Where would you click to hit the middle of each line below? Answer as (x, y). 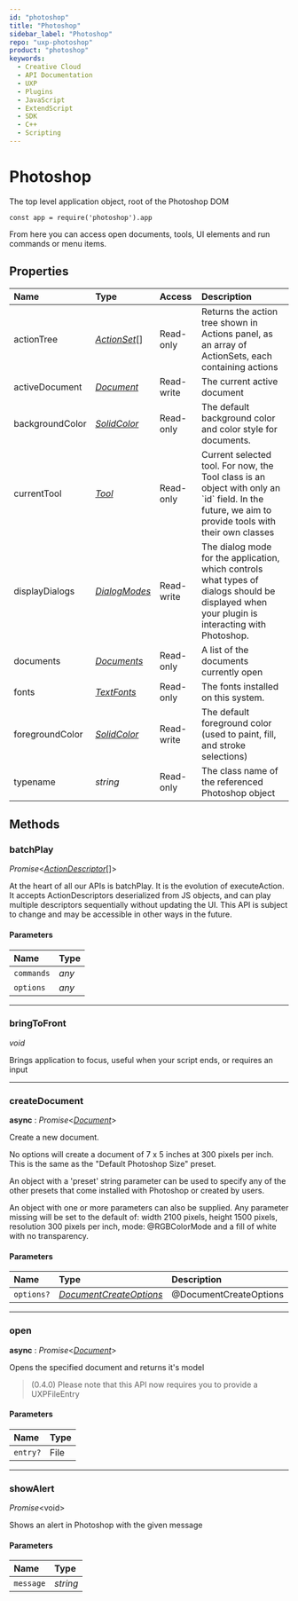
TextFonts (116, 691)
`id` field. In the (232, 499)
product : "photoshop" (49, 51)
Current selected (236, 454)
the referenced (232, 782)
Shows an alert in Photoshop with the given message (106, 1525)
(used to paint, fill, (239, 734)
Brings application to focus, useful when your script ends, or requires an (141, 1060)
